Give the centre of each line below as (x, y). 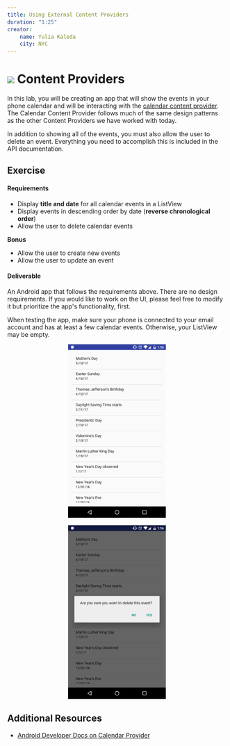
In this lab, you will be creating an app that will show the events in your (108, 99)
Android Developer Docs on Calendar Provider (84, 735)
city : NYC (34, 44)
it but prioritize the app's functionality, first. (69, 306)
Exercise (26, 171)
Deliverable (24, 276)
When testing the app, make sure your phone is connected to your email (110, 320)
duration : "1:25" (32, 22)
